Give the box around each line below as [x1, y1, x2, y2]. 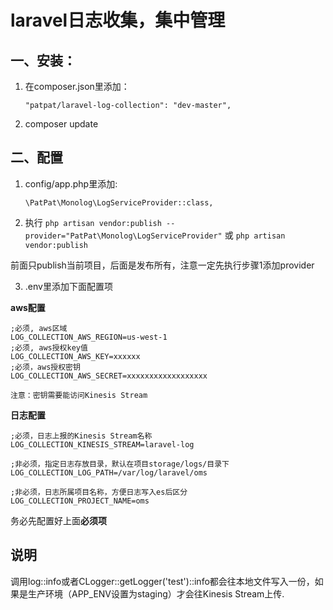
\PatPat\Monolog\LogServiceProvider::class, [24, 197, 214, 208]
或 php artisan [224, 229, 286, 241]
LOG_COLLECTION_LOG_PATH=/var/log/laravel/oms [10, 467, 208, 478]
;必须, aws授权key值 [10, 342, 88, 353]
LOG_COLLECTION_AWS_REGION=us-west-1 [10, 332, 168, 342]
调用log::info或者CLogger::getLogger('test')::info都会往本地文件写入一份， [10, 575, 315, 587]
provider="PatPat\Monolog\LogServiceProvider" [24, 231, 223, 241]
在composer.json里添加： [24, 81, 130, 92]
